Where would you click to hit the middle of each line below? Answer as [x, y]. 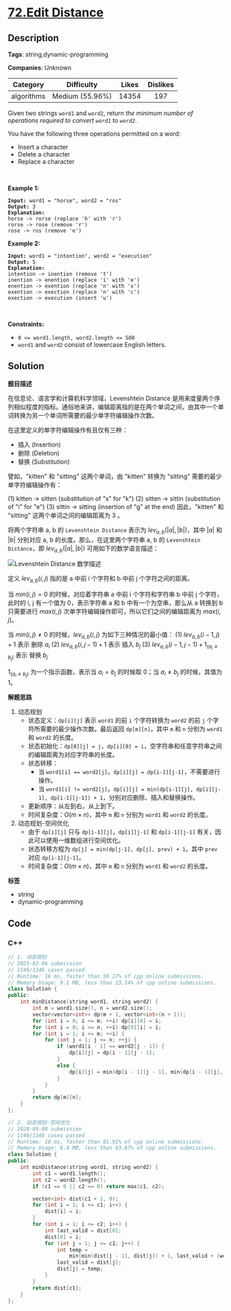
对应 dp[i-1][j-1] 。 [56, 858]
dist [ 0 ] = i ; [63, 1237]
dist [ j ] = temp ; [80, 1269]
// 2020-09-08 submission [45, 1129]
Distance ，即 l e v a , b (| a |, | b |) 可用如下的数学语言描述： [84, 549]
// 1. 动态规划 [27, 957]
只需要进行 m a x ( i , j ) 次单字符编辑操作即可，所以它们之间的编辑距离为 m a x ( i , [114, 611]
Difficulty [82, 85]
